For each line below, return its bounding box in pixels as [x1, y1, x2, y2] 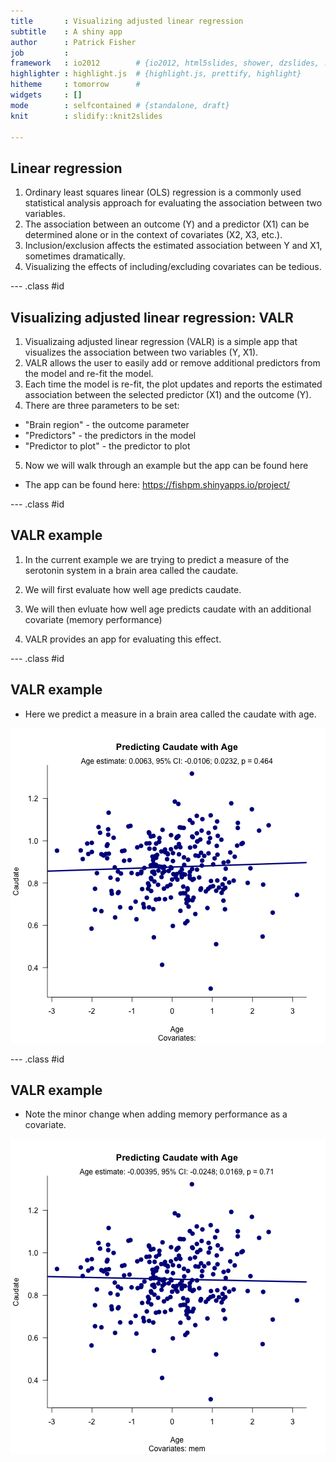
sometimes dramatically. [24, 250, 126, 262]
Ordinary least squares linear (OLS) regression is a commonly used [24, 186, 302, 199]
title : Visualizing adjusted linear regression [10, 16, 244, 26]
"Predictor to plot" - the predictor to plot [24, 440, 191, 452]
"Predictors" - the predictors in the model [24, 430, 197, 441]
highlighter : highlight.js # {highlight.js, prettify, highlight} [10, 69, 302, 79]
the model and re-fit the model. [24, 368, 154, 379]
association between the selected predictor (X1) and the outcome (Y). [24, 389, 312, 400]
